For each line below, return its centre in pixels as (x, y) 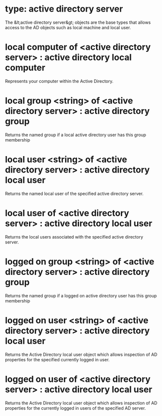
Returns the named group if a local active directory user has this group (76, 135)
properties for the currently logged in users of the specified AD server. (75, 408)
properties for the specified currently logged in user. (57, 359)
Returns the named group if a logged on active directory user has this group (81, 296)
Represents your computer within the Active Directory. (59, 81)
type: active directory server (64, 9)
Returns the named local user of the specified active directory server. (74, 193)
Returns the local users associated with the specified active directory (74, 237)
